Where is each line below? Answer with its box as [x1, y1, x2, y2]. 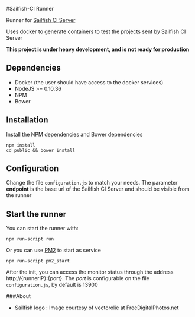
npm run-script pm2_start [6, 258, 70, 264]
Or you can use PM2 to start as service [6, 246, 102, 254]
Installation [6, 115, 48, 125]
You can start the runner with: [6, 225, 79, 232]
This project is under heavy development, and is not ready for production [6, 46, 190, 53]
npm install [6, 142, 35, 148]
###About [6, 293, 31, 300]
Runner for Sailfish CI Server [6, 17, 76, 23]
